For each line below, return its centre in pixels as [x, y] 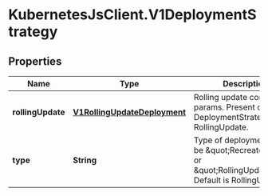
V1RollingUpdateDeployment [129, 112]
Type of [208, 140]
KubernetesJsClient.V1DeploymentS [132, 15]
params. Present [224, 107]
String [85, 160]
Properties [35, 61]
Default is [211, 180]
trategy [33, 32]
